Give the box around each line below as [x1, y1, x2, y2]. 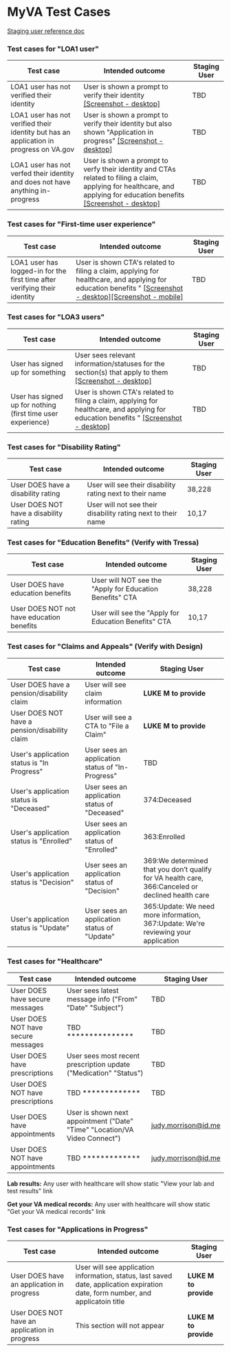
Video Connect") [66, 1133, 121, 1143]
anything [10, 186, 39, 196]
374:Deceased [143, 795, 192, 804]
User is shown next [66, 1108, 129, 1118]
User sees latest [66, 986, 119, 995]
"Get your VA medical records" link [7, 1208, 106, 1216]
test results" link [7, 1187, 54, 1195]
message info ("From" [66, 995, 138, 1004]
